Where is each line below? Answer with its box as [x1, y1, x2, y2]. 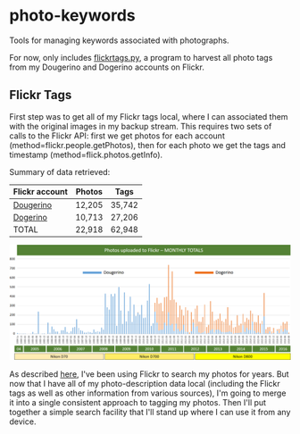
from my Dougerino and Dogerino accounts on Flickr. [9, 62, 205, 72]
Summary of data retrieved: [9, 166, 111, 177]
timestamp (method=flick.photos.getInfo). [9, 149, 163, 160]
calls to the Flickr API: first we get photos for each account [9, 130, 225, 141]
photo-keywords [9, 5, 136, 26]
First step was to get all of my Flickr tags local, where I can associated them [9, 111, 288, 121]
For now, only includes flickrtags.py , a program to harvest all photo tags [9, 52, 273, 63]
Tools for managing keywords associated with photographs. [9, 35, 229, 46]
